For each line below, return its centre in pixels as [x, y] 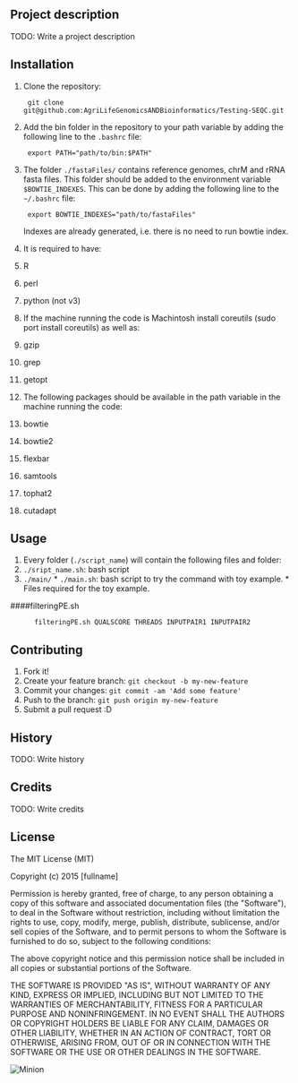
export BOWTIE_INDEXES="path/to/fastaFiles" [111, 214]
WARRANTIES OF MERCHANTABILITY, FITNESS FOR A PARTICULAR [136, 1004]
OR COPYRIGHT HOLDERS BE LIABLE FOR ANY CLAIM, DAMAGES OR [140, 1023]
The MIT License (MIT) [52, 858]
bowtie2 [38, 441]
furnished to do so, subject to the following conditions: [111, 941]
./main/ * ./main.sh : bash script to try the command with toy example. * [156, 579]
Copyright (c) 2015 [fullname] [64, 876]
